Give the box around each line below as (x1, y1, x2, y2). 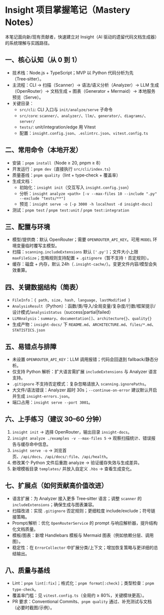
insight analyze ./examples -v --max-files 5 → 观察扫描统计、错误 (12, 435, 151, 441)
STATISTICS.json (12, 328, 45, 333)
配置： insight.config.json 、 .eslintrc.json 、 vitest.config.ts (19, 130, 148, 136)
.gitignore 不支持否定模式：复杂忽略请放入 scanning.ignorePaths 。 (12, 381, 149, 386)
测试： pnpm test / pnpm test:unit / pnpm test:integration (12, 207, 129, 213)
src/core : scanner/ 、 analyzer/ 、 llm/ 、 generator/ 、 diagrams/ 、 (19, 112, 149, 118)
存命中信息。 (25, 441, 51, 447)
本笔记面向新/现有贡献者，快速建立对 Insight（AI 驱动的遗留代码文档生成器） (5, 34, 157, 40)
